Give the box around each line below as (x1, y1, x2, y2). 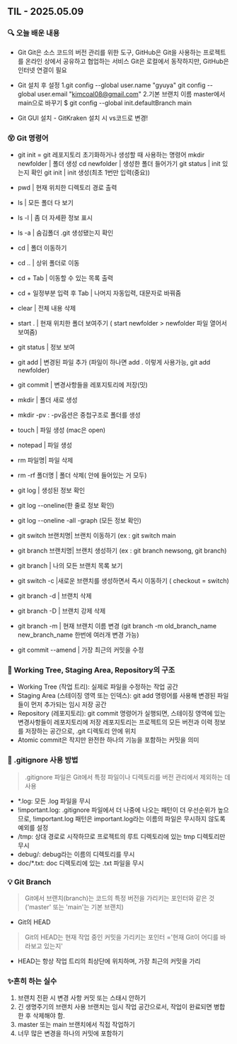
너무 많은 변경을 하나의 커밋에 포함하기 (17, 1029, 124, 1038)
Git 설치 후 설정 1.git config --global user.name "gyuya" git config (17, 81, 206, 89)
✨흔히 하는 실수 (7, 976, 57, 986)
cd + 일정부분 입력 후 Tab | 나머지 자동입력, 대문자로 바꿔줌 (17, 289, 182, 297)
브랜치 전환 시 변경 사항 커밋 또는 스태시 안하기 (17, 994, 146, 1002)
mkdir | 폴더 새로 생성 (17, 395, 78, 404)
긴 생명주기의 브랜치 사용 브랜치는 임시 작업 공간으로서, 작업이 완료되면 (17, 1003, 212, 1011)
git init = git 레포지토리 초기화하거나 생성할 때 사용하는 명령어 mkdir (17, 150, 205, 159)
